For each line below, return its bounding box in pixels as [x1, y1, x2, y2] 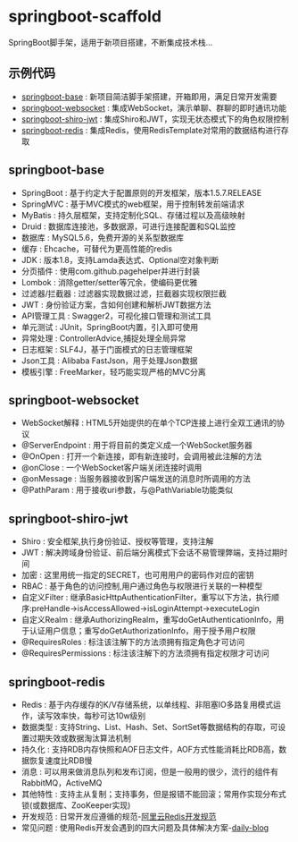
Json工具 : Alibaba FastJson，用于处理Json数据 [21, 355, 198, 366]
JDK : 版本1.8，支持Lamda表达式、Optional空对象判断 [21, 254, 219, 265]
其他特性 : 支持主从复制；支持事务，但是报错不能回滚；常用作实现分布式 [21, 789, 286, 799]
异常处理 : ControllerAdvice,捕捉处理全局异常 [21, 333, 186, 344]
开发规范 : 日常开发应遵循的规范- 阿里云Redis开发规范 [21, 812, 217, 821]
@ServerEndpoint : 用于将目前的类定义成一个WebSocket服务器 [21, 440, 252, 451]
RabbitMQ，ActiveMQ [21, 778, 103, 788]
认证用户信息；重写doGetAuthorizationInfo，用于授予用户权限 [29, 625, 256, 636]
